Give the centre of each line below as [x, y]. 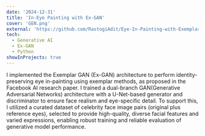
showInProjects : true [34, 57]
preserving [20, 81]
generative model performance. [46, 126]
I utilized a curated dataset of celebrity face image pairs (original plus [94, 107]
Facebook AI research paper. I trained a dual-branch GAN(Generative [93, 88]
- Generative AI [32, 40]
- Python [23, 52]
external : [19, 29]
